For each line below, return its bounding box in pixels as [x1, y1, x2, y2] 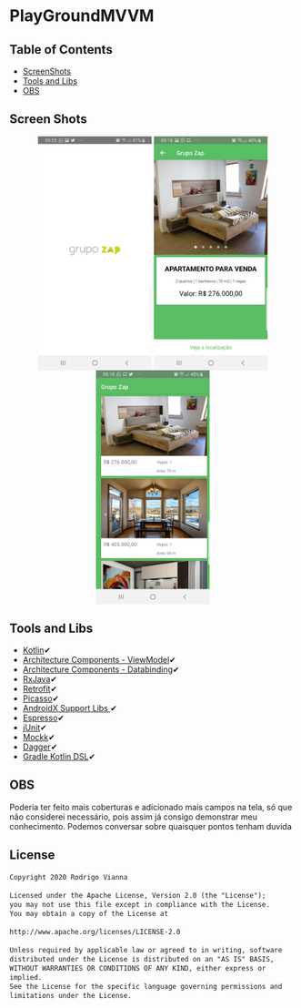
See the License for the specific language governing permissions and [9, 982, 283, 991]
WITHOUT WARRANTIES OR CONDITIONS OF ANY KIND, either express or [9, 963, 266, 972]
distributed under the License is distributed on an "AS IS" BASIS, [9, 954, 275, 963]
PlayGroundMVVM [9, 5, 155, 26]
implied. [9, 972, 43, 982]
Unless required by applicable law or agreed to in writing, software [9, 945, 283, 954]
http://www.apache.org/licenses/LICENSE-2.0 [9, 927, 181, 936]
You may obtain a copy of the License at [9, 909, 169, 918]
